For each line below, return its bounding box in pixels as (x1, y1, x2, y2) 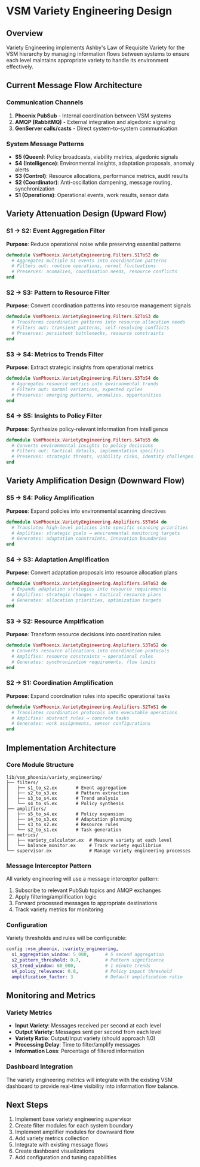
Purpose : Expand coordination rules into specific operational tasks (6, 692, 171, 699)
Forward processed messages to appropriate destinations (14, 900, 158, 907)
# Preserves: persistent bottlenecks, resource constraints (11, 330, 164, 336)
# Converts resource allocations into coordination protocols (11, 648, 170, 654)
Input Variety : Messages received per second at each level (14, 1022, 161, 1029)
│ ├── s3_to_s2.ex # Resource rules (6, 821, 119, 827)
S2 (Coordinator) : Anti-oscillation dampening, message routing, (14, 179, 173, 186)
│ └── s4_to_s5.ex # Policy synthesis (6, 800, 124, 806)
